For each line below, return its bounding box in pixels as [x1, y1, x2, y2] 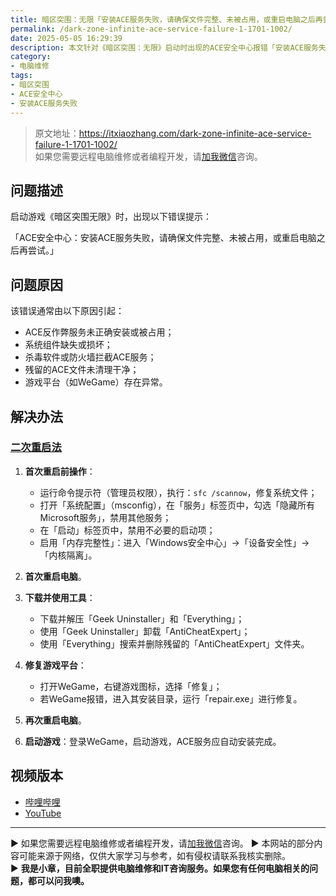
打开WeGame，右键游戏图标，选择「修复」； [39, 680, 223, 692]
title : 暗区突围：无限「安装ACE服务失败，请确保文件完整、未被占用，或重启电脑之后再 [10, 14, 323, 25]
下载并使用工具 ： [24, 591, 96, 603]
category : [10, 52, 52, 62]
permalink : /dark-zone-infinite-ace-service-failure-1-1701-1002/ [10, 24, 293, 34]
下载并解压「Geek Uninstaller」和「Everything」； [39, 612, 245, 625]
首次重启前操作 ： [24, 465, 96, 477]
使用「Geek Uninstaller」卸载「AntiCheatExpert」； [39, 625, 251, 637]
